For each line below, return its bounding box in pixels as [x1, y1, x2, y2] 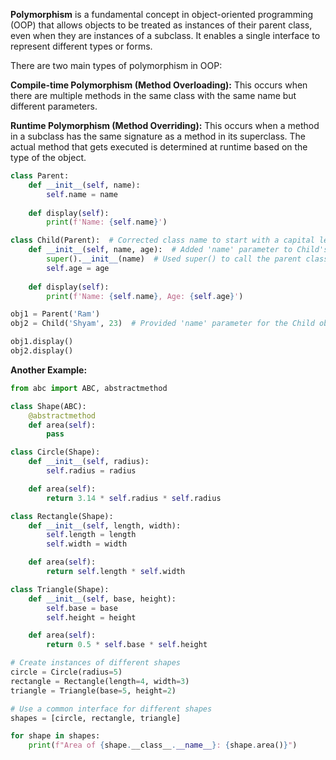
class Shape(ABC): [10, 401, 87, 411]
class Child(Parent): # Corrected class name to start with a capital [10, 235, 315, 246]
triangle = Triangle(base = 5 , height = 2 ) [10, 685, 177, 696]
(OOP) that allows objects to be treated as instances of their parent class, [10, 19, 313, 31]
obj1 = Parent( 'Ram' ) [10, 309, 101, 319]
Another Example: [10, 364, 88, 376]
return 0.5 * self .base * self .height [46, 640, 208, 650]
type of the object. [10, 152, 87, 163]
